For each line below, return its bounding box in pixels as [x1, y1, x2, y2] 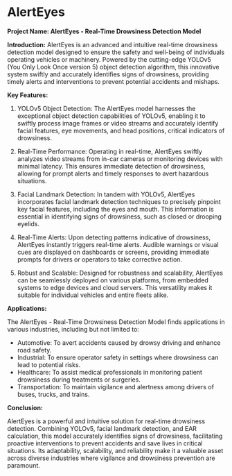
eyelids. [17, 219, 40, 228]
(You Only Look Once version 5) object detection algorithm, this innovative [7, 62, 220, 71]
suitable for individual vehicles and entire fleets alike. [17, 291, 169, 299]
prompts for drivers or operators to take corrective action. [17, 255, 182, 264]
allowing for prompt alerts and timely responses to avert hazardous [17, 169, 209, 178]
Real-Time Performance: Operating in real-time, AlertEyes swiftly [17, 147, 203, 155]
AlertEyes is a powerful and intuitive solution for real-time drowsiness [7, 417, 206, 425]
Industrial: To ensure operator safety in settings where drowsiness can [17, 353, 219, 362]
